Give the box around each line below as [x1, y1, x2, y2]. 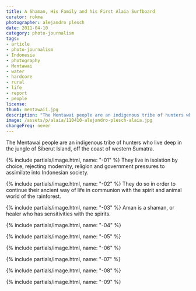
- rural [6, 80, 25, 85]
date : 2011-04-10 [6, 25, 48, 31]
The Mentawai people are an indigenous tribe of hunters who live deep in [6, 139, 182, 146]
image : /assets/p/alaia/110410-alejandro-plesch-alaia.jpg [6, 118, 153, 124]
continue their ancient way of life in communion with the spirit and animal [6, 187, 182, 193]
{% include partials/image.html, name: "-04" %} [6, 222, 121, 228]
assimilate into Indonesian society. [6, 169, 89, 176]
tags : [6, 36, 19, 42]
